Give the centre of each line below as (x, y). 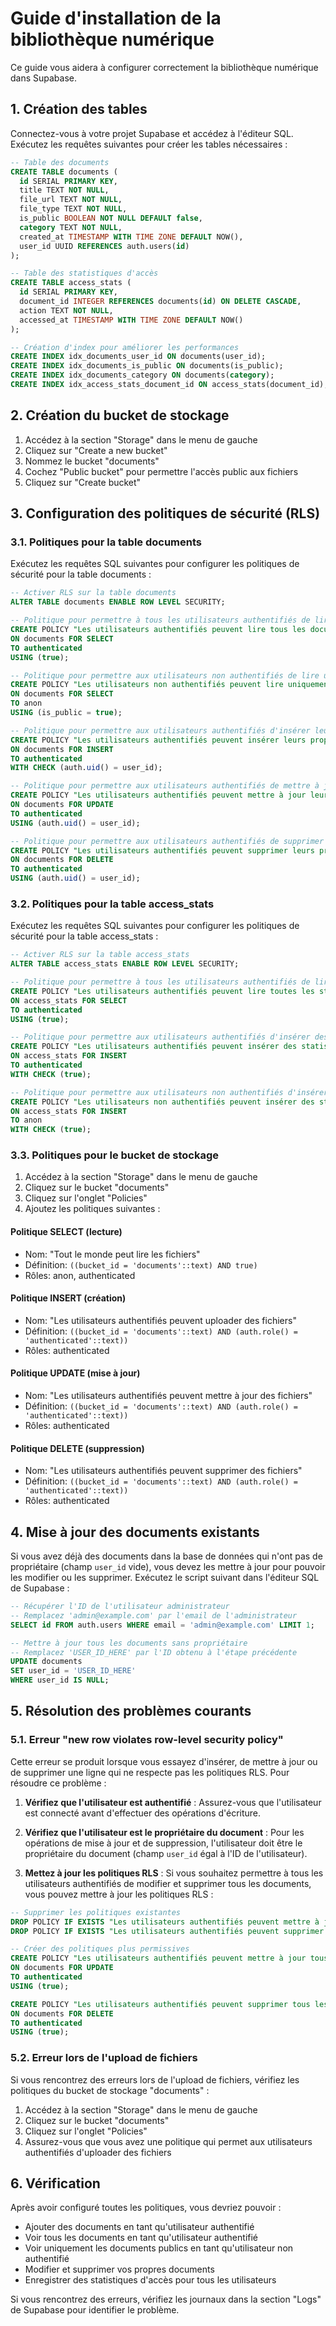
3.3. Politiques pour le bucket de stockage (115, 1155)
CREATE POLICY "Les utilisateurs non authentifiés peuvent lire (147, 685)
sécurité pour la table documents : (81, 574)
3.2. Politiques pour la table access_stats (112, 904)
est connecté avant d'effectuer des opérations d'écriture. (143, 1813)
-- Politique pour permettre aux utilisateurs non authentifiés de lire (165, 675)
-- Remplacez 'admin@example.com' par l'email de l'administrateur (154, 1615)
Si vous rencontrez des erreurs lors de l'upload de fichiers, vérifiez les (155, 2079)
